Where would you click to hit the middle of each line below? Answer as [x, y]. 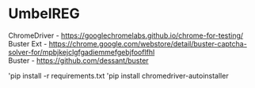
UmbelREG [44, 14]
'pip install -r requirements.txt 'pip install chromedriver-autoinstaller [118, 75]
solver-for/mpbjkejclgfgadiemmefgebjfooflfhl [82, 52]
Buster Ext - [28, 43]
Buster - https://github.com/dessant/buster [78, 60]
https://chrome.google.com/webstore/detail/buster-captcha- [148, 43]
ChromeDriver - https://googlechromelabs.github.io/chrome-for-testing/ [126, 35]
